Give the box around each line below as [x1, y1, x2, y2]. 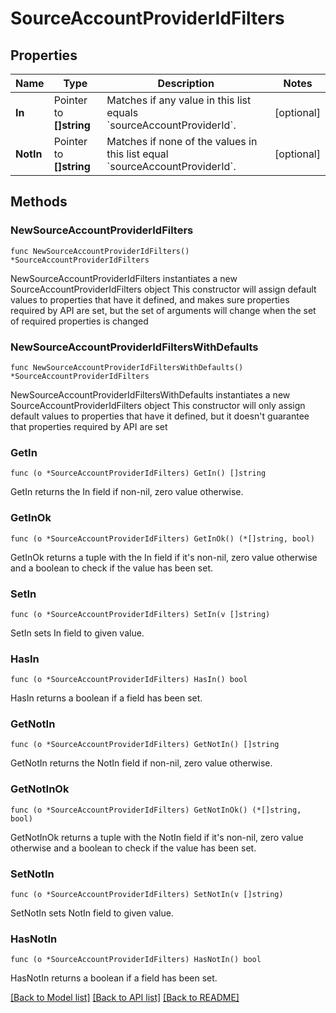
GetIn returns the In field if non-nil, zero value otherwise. [10, 486, 244, 498]
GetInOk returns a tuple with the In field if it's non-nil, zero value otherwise [10, 551, 318, 563]
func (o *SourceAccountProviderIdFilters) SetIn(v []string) [10, 609, 271, 619]
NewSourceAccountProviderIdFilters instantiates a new [10, 272, 238, 284]
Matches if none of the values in [106, 135, 258, 148]
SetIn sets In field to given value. [10, 627, 145, 639]
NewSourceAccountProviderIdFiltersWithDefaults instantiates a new [10, 388, 291, 401]
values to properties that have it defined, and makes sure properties [10, 293, 290, 306]
